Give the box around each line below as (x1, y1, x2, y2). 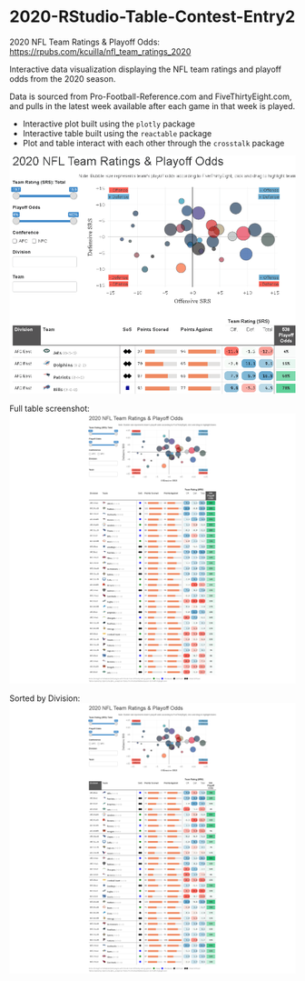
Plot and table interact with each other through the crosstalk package (22, 137, 285, 148)
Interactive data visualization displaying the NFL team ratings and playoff (9, 64, 281, 75)
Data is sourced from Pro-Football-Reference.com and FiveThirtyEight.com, (9, 91, 292, 102)
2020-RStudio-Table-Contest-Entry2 (9, 6, 296, 27)
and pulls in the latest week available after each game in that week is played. (9, 100, 296, 111)
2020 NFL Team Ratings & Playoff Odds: (9, 36, 161, 47)
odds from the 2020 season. (9, 73, 116, 84)
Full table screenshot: (9, 403, 91, 414)
